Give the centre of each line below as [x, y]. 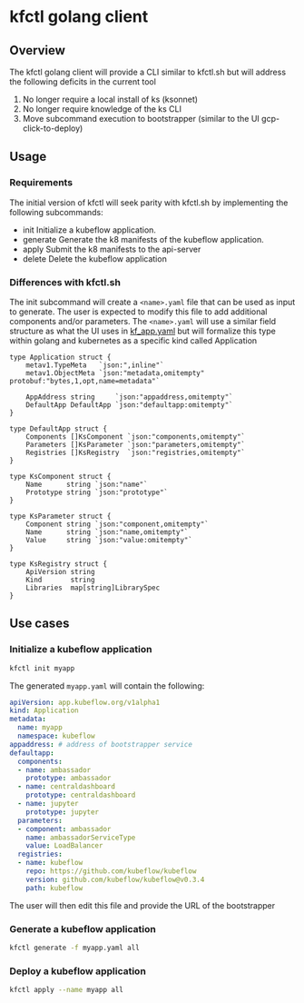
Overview [38, 50]
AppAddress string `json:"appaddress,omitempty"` [129, 397]
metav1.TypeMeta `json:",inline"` [95, 365]
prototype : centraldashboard [81, 795]
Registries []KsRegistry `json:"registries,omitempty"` [136, 452]
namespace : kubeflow [56, 736]
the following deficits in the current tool [83, 82]
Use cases [39, 624]
